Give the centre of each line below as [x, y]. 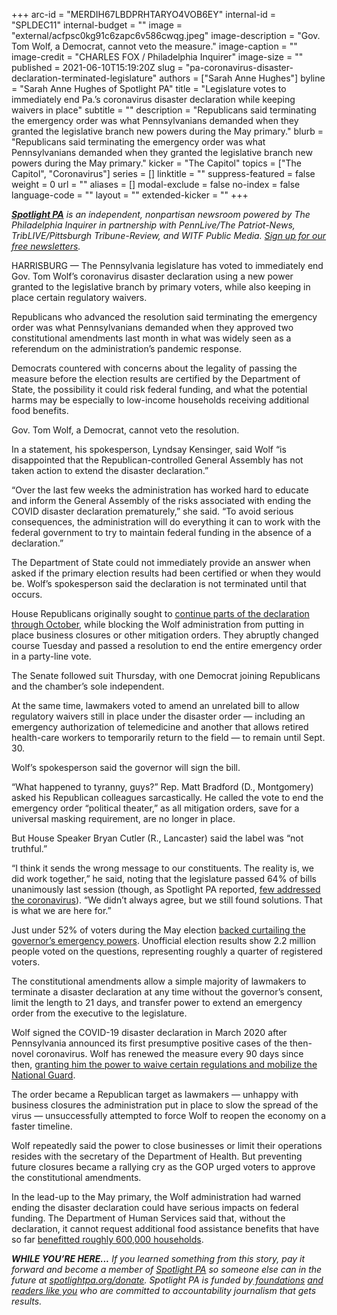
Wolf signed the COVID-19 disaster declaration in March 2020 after [149, 1032]
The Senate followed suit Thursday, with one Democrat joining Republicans [166, 675]
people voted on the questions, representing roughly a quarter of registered [167, 951]
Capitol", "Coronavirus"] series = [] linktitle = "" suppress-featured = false [163, 173]
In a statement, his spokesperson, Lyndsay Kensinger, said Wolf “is [149, 449]
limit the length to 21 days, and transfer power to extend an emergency [157, 1002]
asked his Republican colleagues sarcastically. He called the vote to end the [167, 797]
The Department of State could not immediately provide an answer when [161, 562]
